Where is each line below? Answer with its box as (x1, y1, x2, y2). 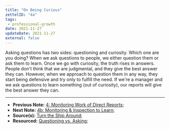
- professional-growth (7, 21, 56, 27)
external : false (5, 36, 39, 41)
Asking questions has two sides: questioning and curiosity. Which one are (5, 49, 159, 56)
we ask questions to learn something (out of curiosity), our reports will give (5, 81, 162, 88)
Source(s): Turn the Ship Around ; (12, 112, 82, 118)
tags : (5, 17, 17, 22)
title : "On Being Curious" (5, 7, 62, 13)
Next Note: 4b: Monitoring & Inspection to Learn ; (12, 107, 115, 113)
